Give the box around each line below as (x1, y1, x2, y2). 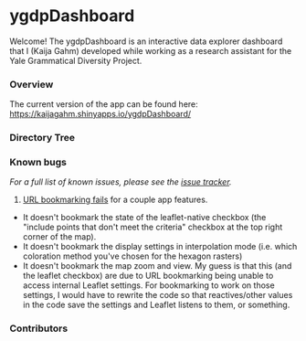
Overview (9, 78, 54, 91)
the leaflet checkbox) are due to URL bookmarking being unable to (22, 271, 274, 282)
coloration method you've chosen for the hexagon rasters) (22, 250, 243, 261)
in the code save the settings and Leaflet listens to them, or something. (22, 299, 290, 311)
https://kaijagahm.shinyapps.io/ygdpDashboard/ (9, 109, 192, 120)
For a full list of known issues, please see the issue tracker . (9, 176, 232, 187)
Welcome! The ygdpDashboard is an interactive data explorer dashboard (9, 36, 283, 47)
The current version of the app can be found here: (9, 99, 198, 110)
